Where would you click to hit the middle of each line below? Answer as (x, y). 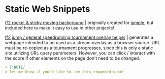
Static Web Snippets (48, 9)
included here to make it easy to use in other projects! (60, 27)
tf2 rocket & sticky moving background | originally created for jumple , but (79, 23)
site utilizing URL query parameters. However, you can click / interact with (80, 53)
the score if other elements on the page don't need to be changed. (73, 58)
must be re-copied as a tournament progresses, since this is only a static (79, 48)
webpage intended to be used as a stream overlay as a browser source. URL (82, 42)
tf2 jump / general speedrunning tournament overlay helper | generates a (79, 37)
